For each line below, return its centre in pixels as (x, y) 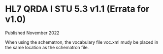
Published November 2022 (32, 33)
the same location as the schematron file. (47, 47)
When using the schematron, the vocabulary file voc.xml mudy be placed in (82, 42)
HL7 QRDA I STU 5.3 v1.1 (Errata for (77, 9)
